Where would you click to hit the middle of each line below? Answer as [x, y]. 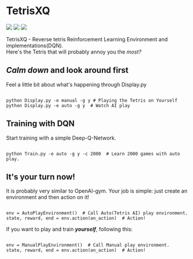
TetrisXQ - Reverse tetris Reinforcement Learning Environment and [87, 39]
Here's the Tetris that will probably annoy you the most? [74, 52]
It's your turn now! [41, 177]
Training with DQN [40, 124]
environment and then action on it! [48, 197]
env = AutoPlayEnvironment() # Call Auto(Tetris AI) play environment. [97, 213]
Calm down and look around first [67, 70]
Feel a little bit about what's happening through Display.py [76, 84]
